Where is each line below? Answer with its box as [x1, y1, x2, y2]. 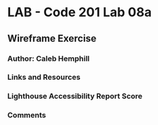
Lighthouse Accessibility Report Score [7, 91, 143, 101]
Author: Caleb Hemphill [7, 54, 90, 64]
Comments [7, 110, 46, 120]
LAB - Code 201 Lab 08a [7, 4, 152, 20]
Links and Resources [7, 72, 81, 82]
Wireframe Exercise [7, 32, 97, 44]
